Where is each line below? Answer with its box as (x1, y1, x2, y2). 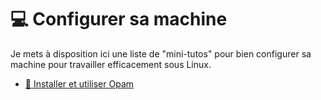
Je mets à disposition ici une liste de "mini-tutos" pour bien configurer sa (10, 47, 312, 60)
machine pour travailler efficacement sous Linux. (10, 58, 212, 70)
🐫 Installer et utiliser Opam (24, 77, 135, 90)
